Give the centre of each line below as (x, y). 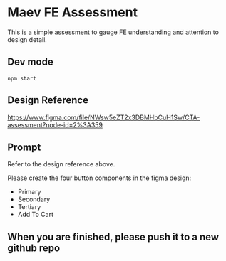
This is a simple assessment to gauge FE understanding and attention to (113, 32)
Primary (29, 192)
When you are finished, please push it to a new (113, 236)
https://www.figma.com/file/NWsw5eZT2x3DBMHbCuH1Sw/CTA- (104, 117)
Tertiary (29, 207)
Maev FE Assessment (72, 12)
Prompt (24, 147)
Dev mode (30, 62)
